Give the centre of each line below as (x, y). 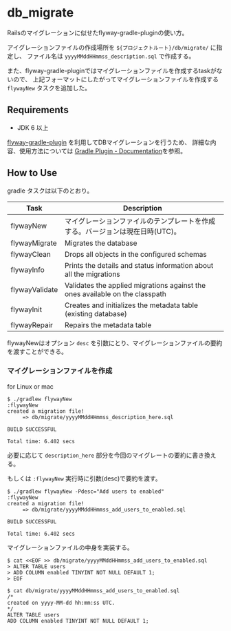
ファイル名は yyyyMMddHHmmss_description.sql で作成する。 (111, 56)
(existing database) (96, 313)
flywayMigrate (34, 243)
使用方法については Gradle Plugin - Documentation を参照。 (103, 151)
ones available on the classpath (115, 293)
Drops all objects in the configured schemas (136, 254)
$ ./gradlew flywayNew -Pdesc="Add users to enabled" (86, 492)
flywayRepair (32, 324)
